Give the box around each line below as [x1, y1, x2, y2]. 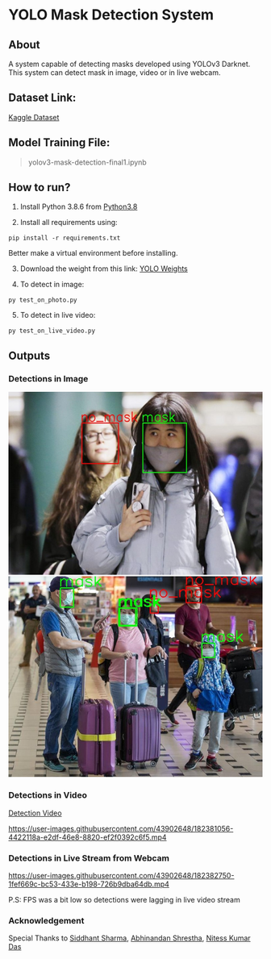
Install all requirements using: [19, 218, 119, 227]
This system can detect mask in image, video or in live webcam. [8, 68, 221, 77]
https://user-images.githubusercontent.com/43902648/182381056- [8, 823, 234, 833]
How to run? [8, 181, 71, 194]
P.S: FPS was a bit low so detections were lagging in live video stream [8, 894, 240, 904]
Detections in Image [8, 373, 89, 384]
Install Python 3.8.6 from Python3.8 [19, 202, 138, 211]
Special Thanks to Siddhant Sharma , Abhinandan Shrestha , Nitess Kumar [8, 933, 252, 943]
